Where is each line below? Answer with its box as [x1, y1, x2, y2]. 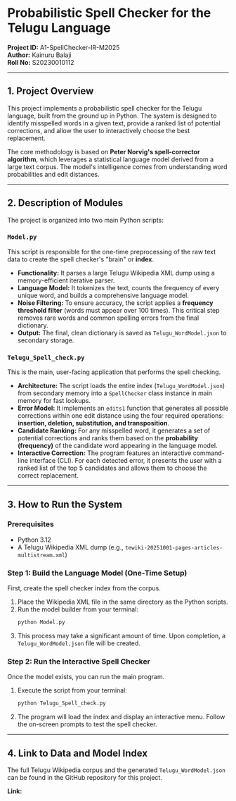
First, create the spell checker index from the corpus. [7, 584, 162, 592]
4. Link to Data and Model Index [7, 747, 148, 759]
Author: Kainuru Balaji [7, 51, 72, 59]
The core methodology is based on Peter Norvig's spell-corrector [7, 147, 200, 156]
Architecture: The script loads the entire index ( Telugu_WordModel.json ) [17, 382, 225, 390]
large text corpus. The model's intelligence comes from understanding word [7, 162, 228, 170]
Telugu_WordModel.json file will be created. [17, 639, 140, 647]
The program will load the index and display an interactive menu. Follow [17, 713, 225, 721]
